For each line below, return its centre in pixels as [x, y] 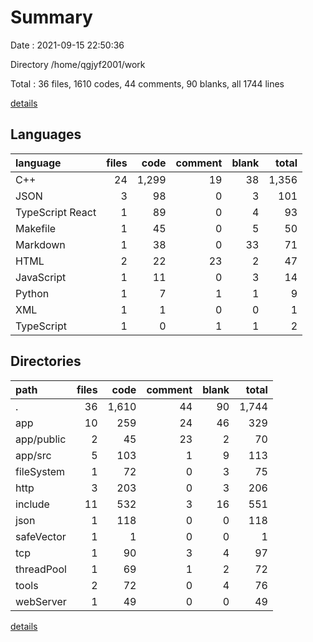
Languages [46, 134]
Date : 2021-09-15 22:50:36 [67, 45]
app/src [33, 455]
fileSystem [40, 471]
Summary [51, 17]
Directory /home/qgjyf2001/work [78, 64]
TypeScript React [56, 212]
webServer [41, 601]
